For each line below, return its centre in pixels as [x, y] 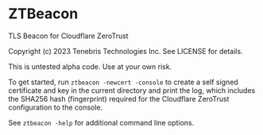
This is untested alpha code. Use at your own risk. [90, 66]
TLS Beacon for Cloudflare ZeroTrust [68, 36]
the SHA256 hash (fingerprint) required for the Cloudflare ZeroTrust [119, 98]
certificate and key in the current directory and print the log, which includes [132, 90]
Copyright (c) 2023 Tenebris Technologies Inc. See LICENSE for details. [126, 51]
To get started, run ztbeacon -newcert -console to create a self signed [123, 82]
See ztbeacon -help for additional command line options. [101, 122]
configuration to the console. [56, 107]
